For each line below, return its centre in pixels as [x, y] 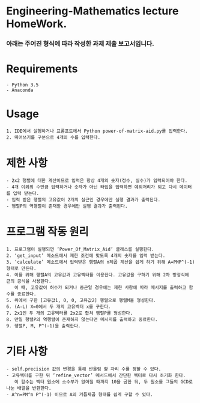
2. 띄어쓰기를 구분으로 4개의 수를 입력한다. [53, 137]
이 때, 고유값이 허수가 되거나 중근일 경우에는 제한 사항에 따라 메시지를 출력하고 [100, 287]
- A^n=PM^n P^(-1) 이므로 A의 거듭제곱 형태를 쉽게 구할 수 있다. [80, 395]
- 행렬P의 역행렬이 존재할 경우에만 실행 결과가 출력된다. [67, 206]
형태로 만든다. [21, 268]
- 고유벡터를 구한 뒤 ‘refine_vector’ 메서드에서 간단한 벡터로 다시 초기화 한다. [96, 375]
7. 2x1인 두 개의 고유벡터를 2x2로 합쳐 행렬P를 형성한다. [70, 313]
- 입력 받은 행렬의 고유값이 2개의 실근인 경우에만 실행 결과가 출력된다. [83, 199]
